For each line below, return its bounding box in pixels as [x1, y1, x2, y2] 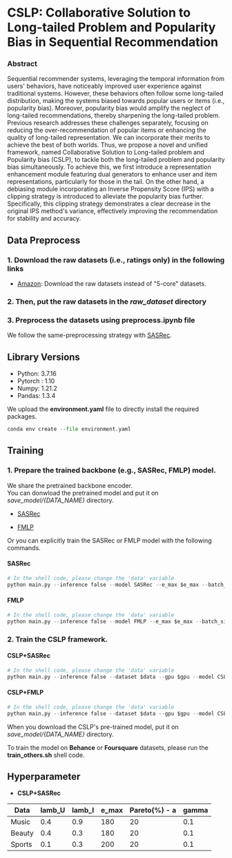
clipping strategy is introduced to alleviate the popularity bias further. [7, 192, 204, 201]
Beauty [10, 828, 34, 838]
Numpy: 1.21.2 [17, 384, 57, 392]
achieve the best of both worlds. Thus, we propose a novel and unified [7, 140, 209, 149]
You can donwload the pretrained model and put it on [7, 489, 159, 497]
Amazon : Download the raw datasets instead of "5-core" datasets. [17, 280, 206, 288]
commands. [7, 543, 41, 551]
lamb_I [71, 805, 95, 815]
